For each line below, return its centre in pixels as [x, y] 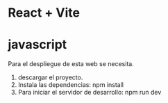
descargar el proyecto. [50, 77]
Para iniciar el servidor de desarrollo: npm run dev [90, 93]
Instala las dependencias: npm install [71, 85]
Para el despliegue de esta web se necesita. [71, 64]
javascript [37, 45]
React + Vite [44, 13]
